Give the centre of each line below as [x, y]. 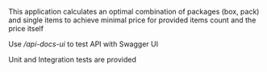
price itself [26, 28]
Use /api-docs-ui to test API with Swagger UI [83, 44]
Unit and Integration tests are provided [73, 60]
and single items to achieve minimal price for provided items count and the [132, 20]
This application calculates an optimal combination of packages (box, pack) [134, 12]
